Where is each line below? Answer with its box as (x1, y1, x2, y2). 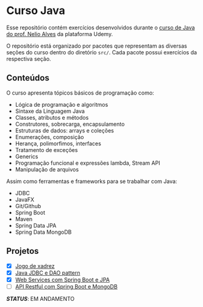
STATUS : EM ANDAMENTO (6, 295, 75, 302)
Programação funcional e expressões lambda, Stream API (15, 159, 160, 167)
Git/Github (15, 202, 41, 209)
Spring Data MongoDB (15, 228, 72, 236)
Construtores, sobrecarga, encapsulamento (15, 120, 125, 128)
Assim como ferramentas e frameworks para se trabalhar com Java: (6, 178, 177, 185)
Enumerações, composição (15, 133, 84, 140)
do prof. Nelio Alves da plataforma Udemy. (6, 30, 113, 37)
